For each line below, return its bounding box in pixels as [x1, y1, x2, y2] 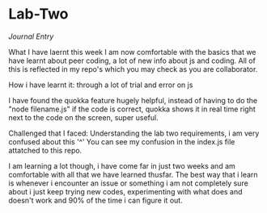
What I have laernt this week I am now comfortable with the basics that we [8, 47, 256, 56]
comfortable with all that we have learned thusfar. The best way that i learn [8, 169, 258, 179]
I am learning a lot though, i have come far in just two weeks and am [8, 161, 236, 170]
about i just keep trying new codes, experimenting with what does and [8, 186, 243, 196]
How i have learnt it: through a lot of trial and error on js [8, 80, 193, 90]
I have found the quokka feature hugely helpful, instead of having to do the [8, 95, 258, 105]
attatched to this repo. [8, 145, 83, 155]
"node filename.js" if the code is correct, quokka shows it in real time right [8, 104, 256, 114]
